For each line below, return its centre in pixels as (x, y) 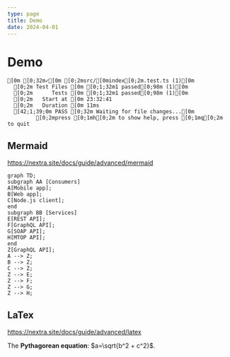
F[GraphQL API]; (31, 226)
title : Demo (25, 21)
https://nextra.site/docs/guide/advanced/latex (74, 332)
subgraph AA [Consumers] (44, 182)
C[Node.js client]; (36, 201)
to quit (19, 124)
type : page (23, 14)
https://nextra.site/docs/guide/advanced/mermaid (80, 163)
